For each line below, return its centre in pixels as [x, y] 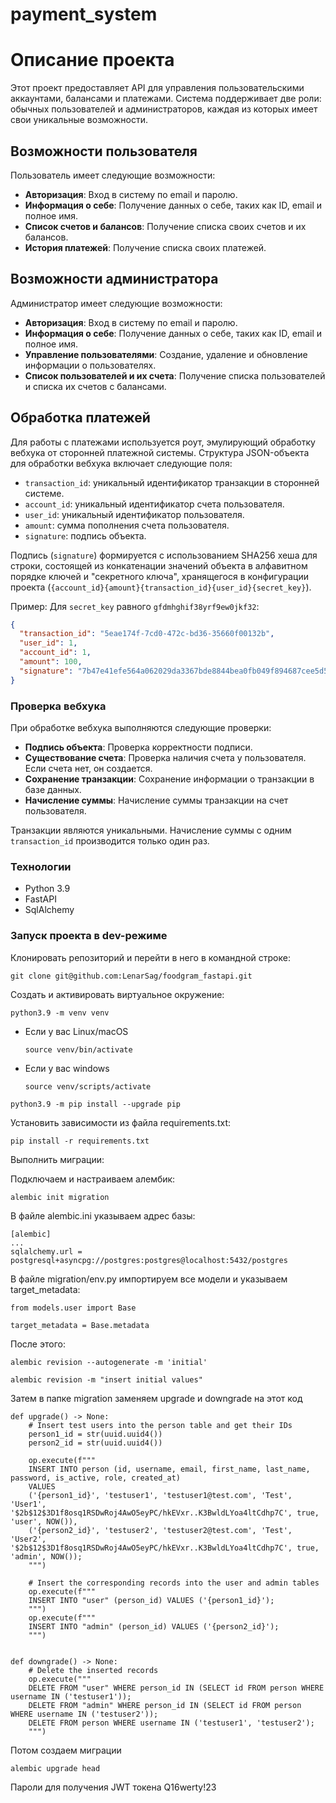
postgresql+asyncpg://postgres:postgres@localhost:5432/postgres [149, 1260]
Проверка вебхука [58, 706]
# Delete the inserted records [93, 1670]
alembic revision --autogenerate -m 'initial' [109, 1362]
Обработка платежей [80, 418]
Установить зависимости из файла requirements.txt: [120, 1122]
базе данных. [53, 789]
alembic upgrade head [55, 1768]
